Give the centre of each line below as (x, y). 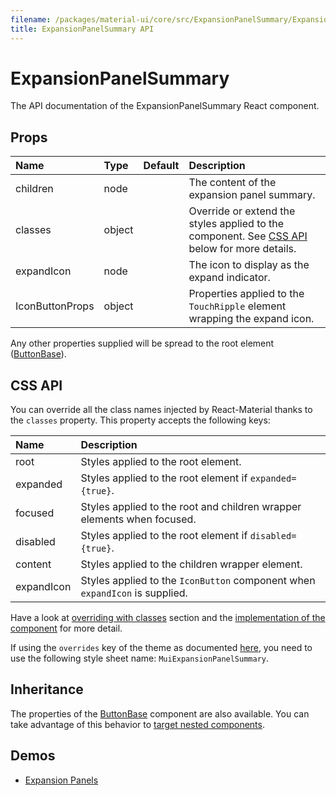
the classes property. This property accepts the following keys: (140, 420)
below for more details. (242, 249)
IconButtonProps (55, 306)
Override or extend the (242, 211)
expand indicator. (229, 278)
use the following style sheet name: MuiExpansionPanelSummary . (140, 658)
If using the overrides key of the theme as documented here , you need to (161, 648)
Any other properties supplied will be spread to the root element (142, 343)
